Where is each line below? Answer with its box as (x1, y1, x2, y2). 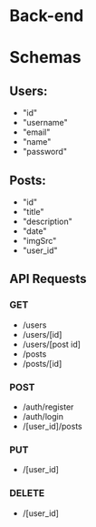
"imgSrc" (22, 236, 57, 246)
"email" (22, 127, 51, 137)
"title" (22, 207, 44, 217)
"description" (22, 216, 72, 227)
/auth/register (22, 401, 74, 412)
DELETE (9, 487, 45, 500)
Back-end (9, 5, 84, 26)
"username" (22, 117, 68, 128)
